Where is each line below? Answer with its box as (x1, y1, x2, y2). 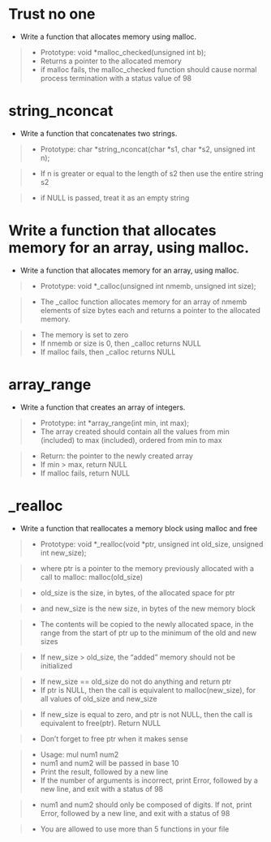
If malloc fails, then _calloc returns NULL (40, 346, 176, 357)
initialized (40, 660, 73, 670)
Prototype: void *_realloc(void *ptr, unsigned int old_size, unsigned (40, 539, 264, 548)
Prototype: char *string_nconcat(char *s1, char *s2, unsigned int (40, 144, 256, 154)
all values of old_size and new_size (40, 694, 157, 703)
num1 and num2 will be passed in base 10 (40, 758, 179, 767)
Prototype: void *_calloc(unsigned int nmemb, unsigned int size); (40, 281, 257, 290)
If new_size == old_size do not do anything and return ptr (40, 677, 232, 686)
